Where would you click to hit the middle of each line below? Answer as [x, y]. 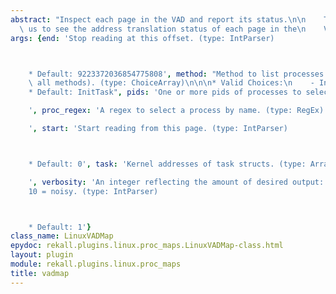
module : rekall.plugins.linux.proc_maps [96, 264]
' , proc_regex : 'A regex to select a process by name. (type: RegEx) [176, 111]
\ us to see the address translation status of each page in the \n [163, 29]
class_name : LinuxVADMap [62, 236]
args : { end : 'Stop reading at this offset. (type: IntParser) [142, 38]
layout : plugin [42, 255]
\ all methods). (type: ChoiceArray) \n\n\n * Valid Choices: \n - [171, 83]
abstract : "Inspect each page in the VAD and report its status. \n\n [158, 19]
